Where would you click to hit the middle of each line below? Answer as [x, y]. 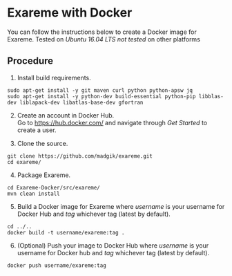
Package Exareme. [44, 175]
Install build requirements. [54, 77]
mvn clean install [33, 194]
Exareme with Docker [70, 13]
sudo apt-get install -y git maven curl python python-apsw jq [100, 90]
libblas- [211, 96]
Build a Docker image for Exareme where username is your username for [121, 206]
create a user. [37, 130]
